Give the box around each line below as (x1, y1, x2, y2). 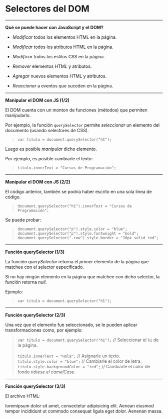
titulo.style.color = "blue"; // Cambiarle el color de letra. (17, 358, 142, 364)
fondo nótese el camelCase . (17, 369, 76, 375)
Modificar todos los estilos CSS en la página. (12, 53, 105, 59)
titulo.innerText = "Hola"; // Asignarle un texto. (17, 353, 120, 359)
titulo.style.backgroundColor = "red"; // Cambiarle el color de (17, 363, 150, 369)
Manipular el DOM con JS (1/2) (5, 97, 70, 103)
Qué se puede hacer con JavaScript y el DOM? (5, 24, 104, 30)
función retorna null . (5, 279, 47, 285)
